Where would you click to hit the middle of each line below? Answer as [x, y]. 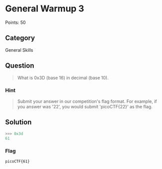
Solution [18, 122]
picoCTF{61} [17, 161]
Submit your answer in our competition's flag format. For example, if [87, 101]
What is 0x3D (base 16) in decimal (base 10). [63, 78]
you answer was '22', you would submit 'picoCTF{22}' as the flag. [85, 106]
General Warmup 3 [45, 9]
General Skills [19, 50]
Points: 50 [15, 22]
